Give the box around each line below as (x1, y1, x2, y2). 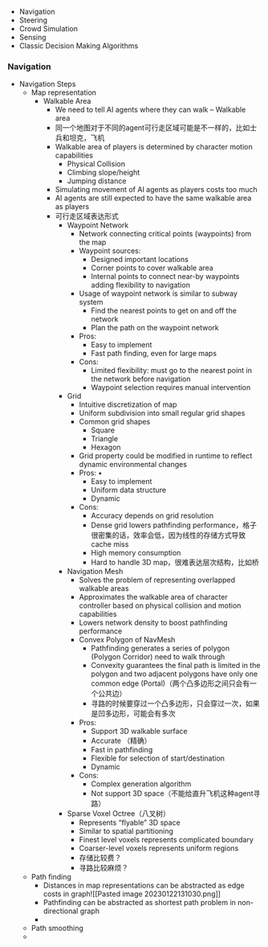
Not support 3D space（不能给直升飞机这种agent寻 (91, 789, 261, 798)
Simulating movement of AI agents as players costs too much (55, 185, 258, 195)
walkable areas (79, 584, 129, 593)
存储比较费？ (79, 853, 122, 863)
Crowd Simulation (18, 24, 78, 33)
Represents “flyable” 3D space (79, 818, 181, 827)
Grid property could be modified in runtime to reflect (79, 451, 253, 461)
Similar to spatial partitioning (79, 826, 174, 836)
